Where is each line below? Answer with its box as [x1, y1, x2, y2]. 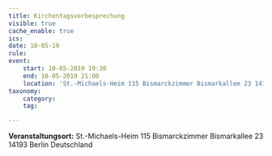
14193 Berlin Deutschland [8, 140, 93, 150]
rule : [8, 49, 27, 57]
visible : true [8, 19, 57, 27]
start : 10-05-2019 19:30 [23, 65, 107, 73]
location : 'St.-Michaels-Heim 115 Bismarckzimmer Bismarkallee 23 [23, 79, 252, 87]
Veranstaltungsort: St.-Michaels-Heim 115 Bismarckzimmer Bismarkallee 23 [8, 131, 264, 141]
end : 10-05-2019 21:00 [23, 72, 100, 80]
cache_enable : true [8, 27, 74, 35]
